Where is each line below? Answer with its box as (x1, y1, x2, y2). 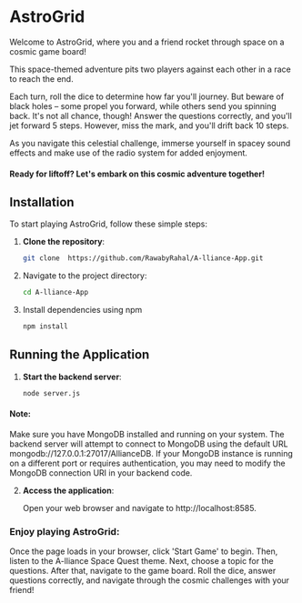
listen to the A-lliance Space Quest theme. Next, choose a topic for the (9, 556, 275, 567)
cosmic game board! (9, 45, 86, 56)
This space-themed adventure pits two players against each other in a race (9, 64, 291, 75)
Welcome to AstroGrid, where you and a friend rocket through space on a (9, 36, 285, 47)
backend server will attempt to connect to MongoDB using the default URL (9, 438, 288, 449)
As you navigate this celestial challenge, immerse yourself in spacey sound (9, 137, 291, 148)
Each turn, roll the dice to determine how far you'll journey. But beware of (9, 91, 285, 102)
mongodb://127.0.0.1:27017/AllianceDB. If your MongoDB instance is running (9, 447, 294, 458)
